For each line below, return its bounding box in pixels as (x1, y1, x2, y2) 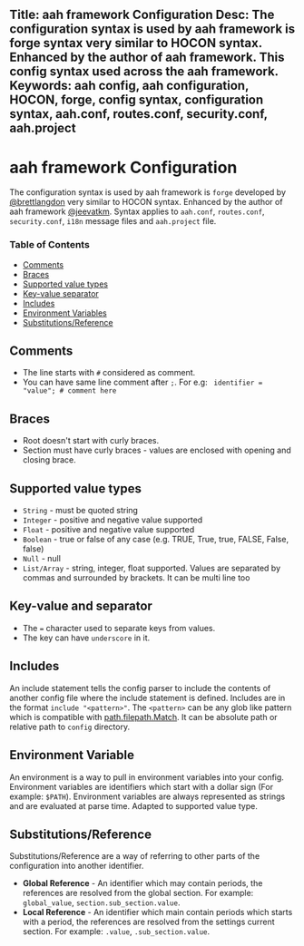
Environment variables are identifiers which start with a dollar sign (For (9, 781, 274, 792)
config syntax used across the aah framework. (9, 63, 279, 80)
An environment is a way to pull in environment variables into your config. (9, 771, 284, 783)
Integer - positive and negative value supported (22, 514, 203, 525)
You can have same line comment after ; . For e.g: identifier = (22, 376, 263, 388)
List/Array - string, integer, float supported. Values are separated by (22, 562, 281, 574)
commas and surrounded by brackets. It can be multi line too (22, 572, 250, 583)
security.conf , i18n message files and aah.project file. (9, 216, 217, 227)
